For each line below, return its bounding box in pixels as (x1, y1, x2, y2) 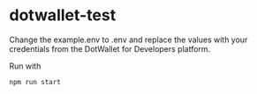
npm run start (9, 77, 62, 86)
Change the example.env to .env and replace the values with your (9, 34, 248, 45)
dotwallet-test (9, 5, 117, 25)
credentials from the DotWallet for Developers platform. (9, 43, 211, 54)
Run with (9, 61, 42, 71)
